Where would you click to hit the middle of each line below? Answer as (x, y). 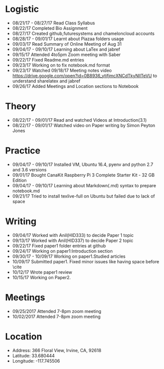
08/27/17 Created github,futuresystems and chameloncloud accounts (83, 33)
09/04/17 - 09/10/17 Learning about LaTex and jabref (66, 49)
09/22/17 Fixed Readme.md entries (48, 60)
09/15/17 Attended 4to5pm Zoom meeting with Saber (66, 54)
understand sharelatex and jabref (46, 81)
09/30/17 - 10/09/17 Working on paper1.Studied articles (69, 256)
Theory (21, 107)
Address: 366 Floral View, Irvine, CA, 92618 (57, 350)
